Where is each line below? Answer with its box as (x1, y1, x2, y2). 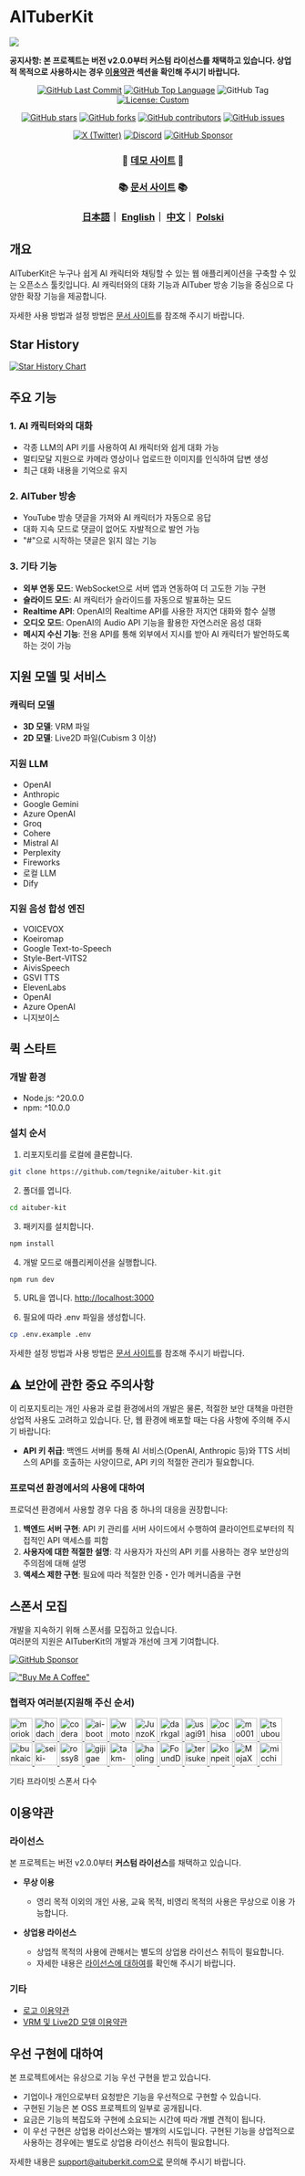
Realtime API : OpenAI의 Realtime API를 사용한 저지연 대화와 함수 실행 (22, 605, 276, 616)
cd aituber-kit (9, 1203, 67, 1212)
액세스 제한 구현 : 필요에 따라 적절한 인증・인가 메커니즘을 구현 (22, 1569, 241, 1581)
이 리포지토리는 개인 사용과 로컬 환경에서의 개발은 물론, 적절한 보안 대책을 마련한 (9, 1403, 294, 1414)
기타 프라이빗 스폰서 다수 (9, 1776, 97, 1787)
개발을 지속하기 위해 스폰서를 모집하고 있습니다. (9, 1624, 178, 1635)
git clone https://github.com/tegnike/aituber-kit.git (9, 1167, 222, 1176)
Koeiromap (22, 933, 64, 944)
